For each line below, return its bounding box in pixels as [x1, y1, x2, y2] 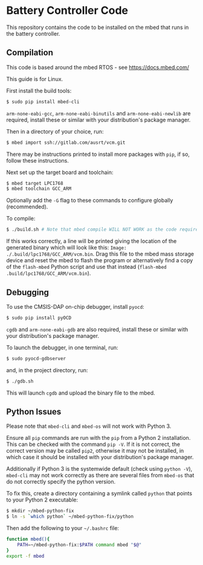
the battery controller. [6, 30, 60, 37]
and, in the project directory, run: [6, 366, 88, 373]
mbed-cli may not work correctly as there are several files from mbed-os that [6, 472, 195, 479]
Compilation [6, 48, 53, 58]
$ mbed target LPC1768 [6, 180, 63, 186]
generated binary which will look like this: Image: [6, 244, 127, 251]
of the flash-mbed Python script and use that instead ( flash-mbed [6, 263, 167, 271]
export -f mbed [6, 553, 45, 559]
